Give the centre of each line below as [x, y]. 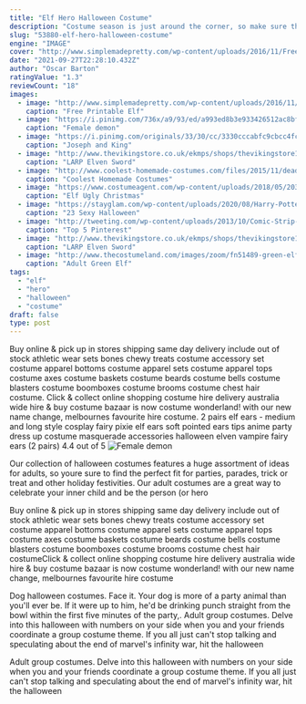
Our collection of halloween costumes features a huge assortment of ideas [149, 464]
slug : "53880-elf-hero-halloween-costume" [91, 35]
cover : [22, 52]
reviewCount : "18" [44, 86]
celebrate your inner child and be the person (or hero [109, 492]
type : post [30, 323]
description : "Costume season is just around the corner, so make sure [148, 26]
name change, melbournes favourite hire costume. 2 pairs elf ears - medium [153, 417]
